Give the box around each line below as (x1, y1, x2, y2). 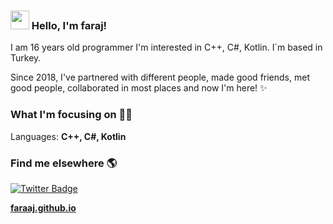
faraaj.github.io (10, 201, 77, 214)
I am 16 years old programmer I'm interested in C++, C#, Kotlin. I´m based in (10, 41, 323, 54)
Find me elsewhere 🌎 (10, 156, 118, 170)
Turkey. (10, 52, 42, 64)
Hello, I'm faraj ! (31, 18, 108, 32)
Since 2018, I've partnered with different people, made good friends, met (10, 71, 310, 84)
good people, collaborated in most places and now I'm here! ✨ (10, 82, 268, 94)
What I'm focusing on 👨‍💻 (10, 108, 133, 122)
